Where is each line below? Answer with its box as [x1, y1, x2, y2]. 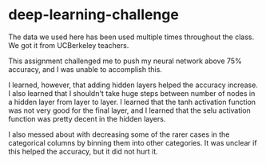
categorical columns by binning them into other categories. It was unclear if [8, 138, 257, 147]
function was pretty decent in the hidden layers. [8, 114, 166, 123]
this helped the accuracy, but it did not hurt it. [8, 146, 158, 156]
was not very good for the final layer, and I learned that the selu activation [8, 106, 252, 115]
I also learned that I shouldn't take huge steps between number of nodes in [8, 88, 256, 98]
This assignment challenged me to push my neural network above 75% [8, 56, 242, 66]
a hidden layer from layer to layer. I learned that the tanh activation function [8, 97, 256, 106]
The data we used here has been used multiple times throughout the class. [8, 32, 254, 42]
